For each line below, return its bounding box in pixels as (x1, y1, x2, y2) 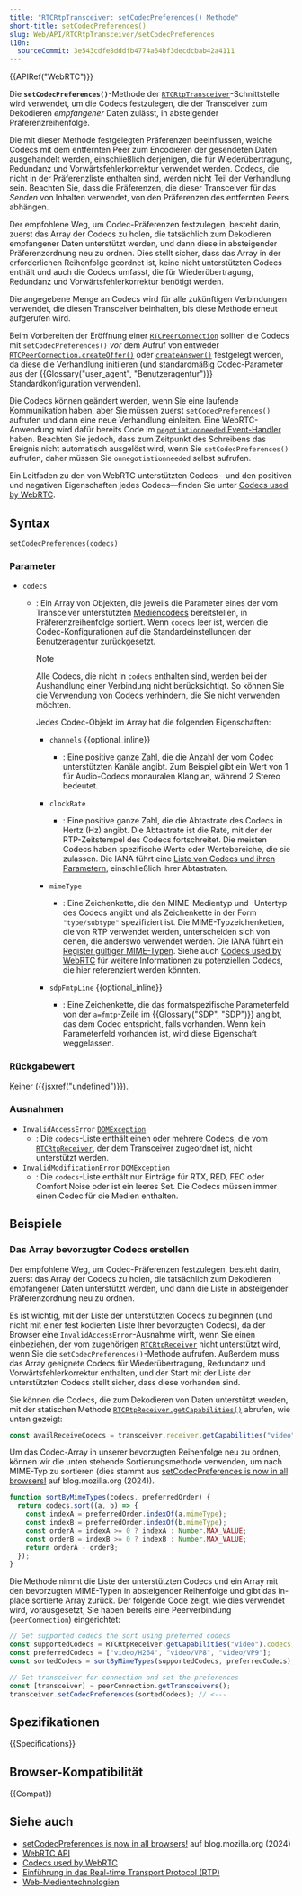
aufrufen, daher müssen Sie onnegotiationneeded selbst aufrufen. (9, 453, 252, 464)
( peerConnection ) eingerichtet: (9, 1615, 121, 1625)
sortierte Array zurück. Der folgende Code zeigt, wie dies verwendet (31, 1595, 286, 1606)
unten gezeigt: (9, 1413, 63, 1424)
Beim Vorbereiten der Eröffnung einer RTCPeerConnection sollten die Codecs (9, 330, 290, 342)
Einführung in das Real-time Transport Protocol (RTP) (22, 1866, 220, 1877)
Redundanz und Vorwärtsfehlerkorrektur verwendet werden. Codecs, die (9, 164, 280, 174)
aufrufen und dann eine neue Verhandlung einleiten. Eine (9, 414, 220, 425)
